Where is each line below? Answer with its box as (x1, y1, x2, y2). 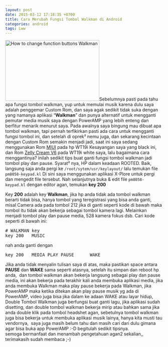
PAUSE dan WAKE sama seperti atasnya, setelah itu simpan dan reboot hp (5, 267, 159, 273)
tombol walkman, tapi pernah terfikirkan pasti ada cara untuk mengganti (5, 128, 154, 134)
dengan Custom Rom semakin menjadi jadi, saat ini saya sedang (5, 139, 138, 145)
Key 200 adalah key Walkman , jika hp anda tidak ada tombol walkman (5, 192, 150, 198)
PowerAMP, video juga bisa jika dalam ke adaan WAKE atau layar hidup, (5, 294, 153, 300)
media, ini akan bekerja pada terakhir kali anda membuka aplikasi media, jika (5, 278, 163, 284)
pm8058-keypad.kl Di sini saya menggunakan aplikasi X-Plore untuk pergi (5, 171, 155, 177)
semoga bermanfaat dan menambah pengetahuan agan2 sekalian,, (5, 331, 144, 337)
